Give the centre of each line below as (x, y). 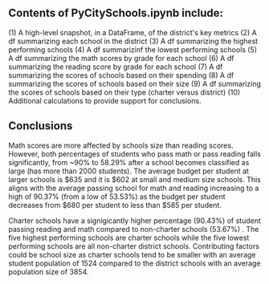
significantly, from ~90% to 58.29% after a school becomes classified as (129, 162)
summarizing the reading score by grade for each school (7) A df (116, 67)
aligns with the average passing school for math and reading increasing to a (134, 188)
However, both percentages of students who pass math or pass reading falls (134, 154)
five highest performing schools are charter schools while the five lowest (129, 237)
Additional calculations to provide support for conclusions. (105, 100)
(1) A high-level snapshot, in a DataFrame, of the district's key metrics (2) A (132, 32)
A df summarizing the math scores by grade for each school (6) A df (121, 58)
